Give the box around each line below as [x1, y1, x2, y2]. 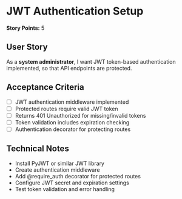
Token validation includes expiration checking [15, 118, 130, 126]
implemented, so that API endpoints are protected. [6, 64, 132, 72]
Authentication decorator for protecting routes [15, 126, 131, 133]
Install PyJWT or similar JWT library [15, 160, 105, 167]
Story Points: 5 [6, 24, 45, 32]
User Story [6, 42, 48, 52]
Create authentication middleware [15, 166, 100, 174]
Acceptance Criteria [6, 82, 84, 92]
